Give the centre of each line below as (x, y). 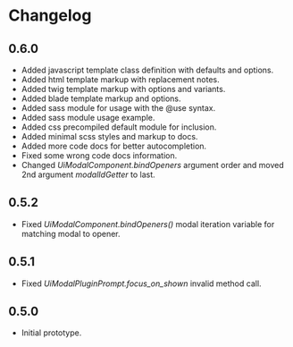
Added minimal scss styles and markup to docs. (109, 136)
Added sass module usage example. (88, 118)
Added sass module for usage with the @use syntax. (118, 108)
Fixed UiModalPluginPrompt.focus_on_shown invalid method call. (141, 284)
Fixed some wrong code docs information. (99, 156)
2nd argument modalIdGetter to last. (88, 174)
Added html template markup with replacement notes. (120, 80)
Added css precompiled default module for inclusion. (119, 127)
